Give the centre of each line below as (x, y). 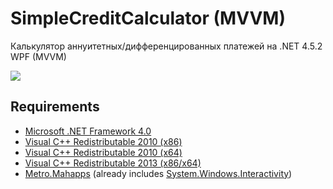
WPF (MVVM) (38, 56)
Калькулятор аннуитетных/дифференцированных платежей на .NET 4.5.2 (166, 46)
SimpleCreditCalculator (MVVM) (148, 18)
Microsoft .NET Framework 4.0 (88, 131)
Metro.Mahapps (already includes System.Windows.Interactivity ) (158, 173)
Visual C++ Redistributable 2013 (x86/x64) (113, 163)
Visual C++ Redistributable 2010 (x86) (103, 141)
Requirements (55, 107)
